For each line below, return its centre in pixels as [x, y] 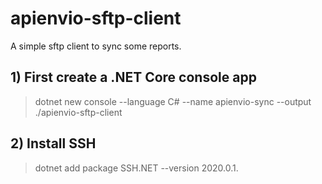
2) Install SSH [53, 143]
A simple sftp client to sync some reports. [96, 46]
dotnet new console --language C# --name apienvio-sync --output [173, 101]
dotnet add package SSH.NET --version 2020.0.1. [136, 168]
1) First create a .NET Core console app [133, 77]
